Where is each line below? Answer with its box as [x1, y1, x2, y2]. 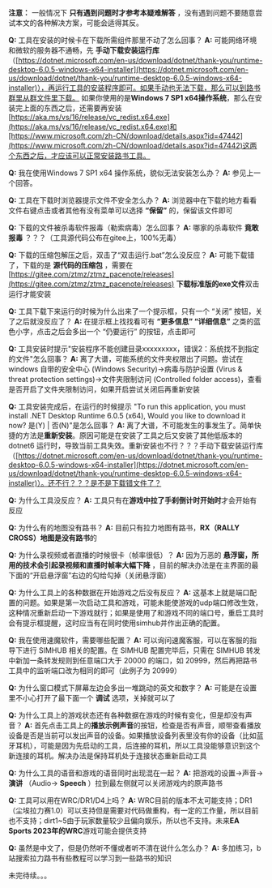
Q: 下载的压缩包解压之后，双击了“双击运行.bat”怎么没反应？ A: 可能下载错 [8, 251, 255, 260]
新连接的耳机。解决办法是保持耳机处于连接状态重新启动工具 [8, 751, 207, 761]
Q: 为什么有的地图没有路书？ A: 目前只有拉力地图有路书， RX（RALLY [8, 523, 240, 532]
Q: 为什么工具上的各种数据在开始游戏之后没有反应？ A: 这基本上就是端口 [8, 588, 250, 597]
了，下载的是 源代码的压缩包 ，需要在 [8, 260, 134, 270]
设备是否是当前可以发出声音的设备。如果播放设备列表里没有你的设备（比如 [8, 731, 257, 740]
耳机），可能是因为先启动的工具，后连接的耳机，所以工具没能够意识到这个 [15, 741, 261, 750]
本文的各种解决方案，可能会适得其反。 [15, 18, 143, 28]
